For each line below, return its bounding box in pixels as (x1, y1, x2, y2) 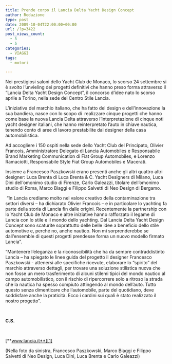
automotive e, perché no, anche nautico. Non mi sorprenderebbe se (5, 228, 149, 234)
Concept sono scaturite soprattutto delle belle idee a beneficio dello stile (5, 222, 159, 229)
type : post (5, 17, 29, 22)
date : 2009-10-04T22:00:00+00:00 (5, 22, 77, 27)
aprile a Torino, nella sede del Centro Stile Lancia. (5, 95, 110, 101)
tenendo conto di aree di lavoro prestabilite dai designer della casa (5, 127, 146, 133)
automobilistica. (5, 132, 39, 139)
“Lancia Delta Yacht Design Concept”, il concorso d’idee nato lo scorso (5, 89, 156, 96)
